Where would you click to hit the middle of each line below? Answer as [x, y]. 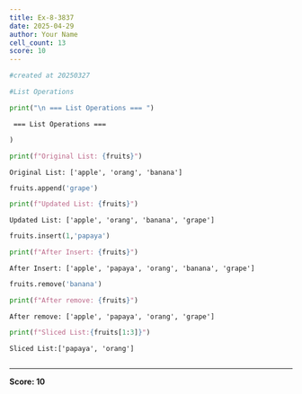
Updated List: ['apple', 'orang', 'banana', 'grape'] [112, 221]
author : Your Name [44, 34]
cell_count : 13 [38, 43]
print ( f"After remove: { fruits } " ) [74, 300]
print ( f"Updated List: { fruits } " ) [74, 204]
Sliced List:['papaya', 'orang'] [72, 348]
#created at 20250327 [50, 76]
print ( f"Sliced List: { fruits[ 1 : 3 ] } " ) [80, 332]
